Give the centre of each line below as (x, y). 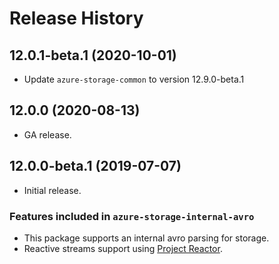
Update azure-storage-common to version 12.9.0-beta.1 (134, 79)
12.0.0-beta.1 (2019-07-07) (95, 166)
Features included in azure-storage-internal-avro (132, 216)
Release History (76, 18)
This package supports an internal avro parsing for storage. (146, 238)
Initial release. (52, 190)
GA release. (47, 134)
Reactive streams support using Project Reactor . (123, 248)
